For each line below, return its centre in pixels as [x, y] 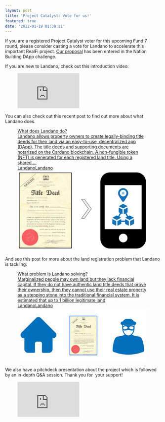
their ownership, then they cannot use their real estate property [82, 290]
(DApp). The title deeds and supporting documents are [73, 147]
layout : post [19, 10]
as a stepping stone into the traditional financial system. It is [79, 295]
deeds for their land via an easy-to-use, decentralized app [77, 142]
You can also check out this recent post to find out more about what [74, 116]
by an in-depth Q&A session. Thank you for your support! [64, 375]
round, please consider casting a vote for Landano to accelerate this [75, 46]
